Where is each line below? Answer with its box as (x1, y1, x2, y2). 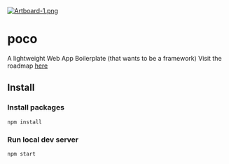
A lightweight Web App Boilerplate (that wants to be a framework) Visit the (7, 54, 222, 62)
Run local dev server (7, 135, 79, 144)
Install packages (7, 103, 65, 112)
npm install (7, 119, 42, 126)
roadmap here (7, 61, 48, 70)
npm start (7, 150, 36, 157)
